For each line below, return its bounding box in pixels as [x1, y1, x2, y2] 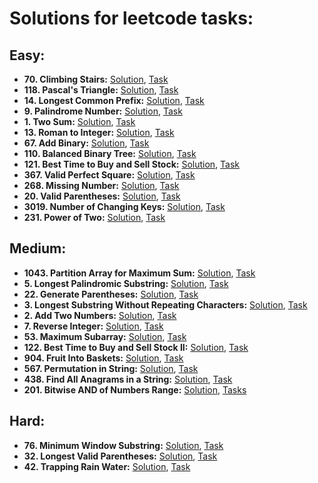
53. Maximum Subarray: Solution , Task [23, 330, 187, 342]
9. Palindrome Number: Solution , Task [23, 105, 183, 117]
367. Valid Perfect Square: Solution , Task [23, 169, 196, 181]
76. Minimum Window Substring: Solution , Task [23, 439, 224, 451]
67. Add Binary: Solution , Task [23, 137, 150, 149]
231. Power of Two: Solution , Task [23, 212, 166, 223]
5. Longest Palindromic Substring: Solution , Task [23, 277, 229, 289]
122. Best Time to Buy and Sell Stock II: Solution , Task [23, 341, 249, 353]
